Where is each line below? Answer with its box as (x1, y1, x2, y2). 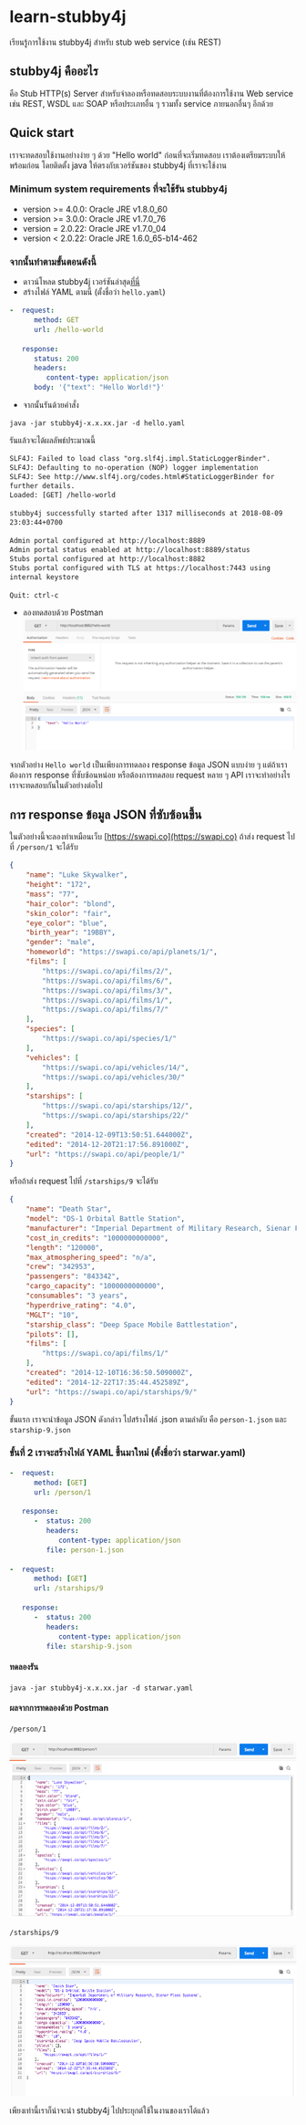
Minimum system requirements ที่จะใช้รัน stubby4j (9, 182, 228, 195)
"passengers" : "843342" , (25, 1272, 120, 1281)
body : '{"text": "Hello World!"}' (33, 383, 166, 392)
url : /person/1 (33, 1487, 92, 1497)
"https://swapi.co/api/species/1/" (42, 1034, 178, 1044)
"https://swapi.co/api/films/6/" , (42, 976, 173, 985)
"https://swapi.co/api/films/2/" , (42, 966, 173, 975)
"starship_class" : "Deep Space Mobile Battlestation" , (25, 1320, 239, 1329)
